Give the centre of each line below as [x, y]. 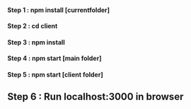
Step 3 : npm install [36, 42]
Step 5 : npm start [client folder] [56, 74]
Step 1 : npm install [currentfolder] [59, 10]
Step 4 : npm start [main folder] [54, 58]
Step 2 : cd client [33, 26]
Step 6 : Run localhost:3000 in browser [95, 97]
